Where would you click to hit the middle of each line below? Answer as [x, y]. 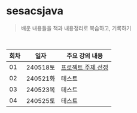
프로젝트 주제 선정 [85, 67]
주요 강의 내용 [85, 56]
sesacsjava [35, 11]
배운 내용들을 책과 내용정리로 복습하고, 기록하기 [76, 28]
